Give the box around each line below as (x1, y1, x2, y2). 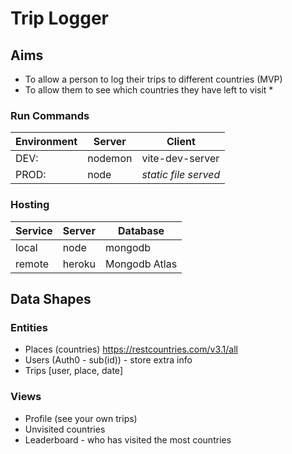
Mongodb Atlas (105, 257, 178, 271)
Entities (10, 320, 48, 334)
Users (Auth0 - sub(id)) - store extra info (24, 354, 193, 366)
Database (118, 223, 165, 237)
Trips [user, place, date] (24, 365, 123, 377)
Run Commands (10, 108, 90, 122)
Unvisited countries (24, 423, 106, 435)
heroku (62, 257, 97, 271)
